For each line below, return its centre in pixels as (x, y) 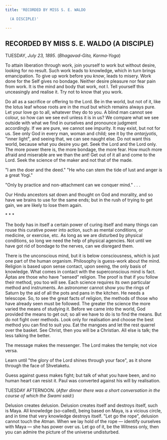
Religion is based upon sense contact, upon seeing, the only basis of (76, 267)
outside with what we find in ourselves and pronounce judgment (71, 123)
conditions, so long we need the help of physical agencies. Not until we (79, 241)
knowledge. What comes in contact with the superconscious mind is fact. (81, 272)
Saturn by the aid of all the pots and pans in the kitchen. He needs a (75, 293)
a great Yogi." (19, 175)
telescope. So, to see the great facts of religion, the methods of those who (82, 298)
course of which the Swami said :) (40, 396)
